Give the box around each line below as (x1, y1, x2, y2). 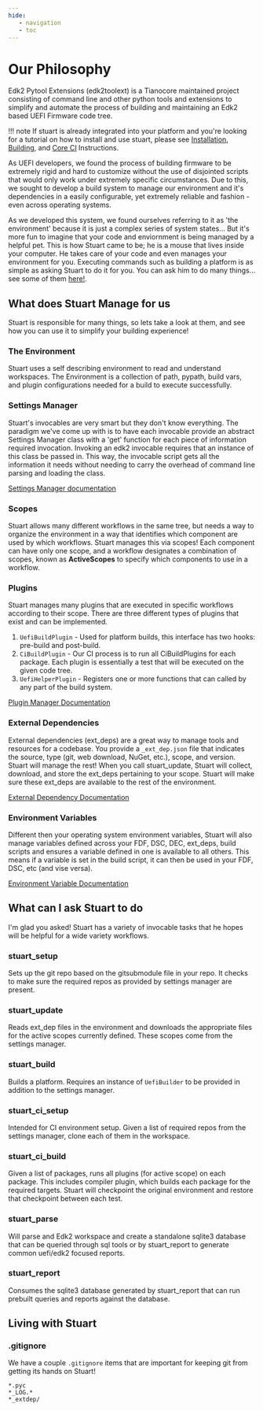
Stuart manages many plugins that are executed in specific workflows (8, 600, 234, 610)
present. (8, 985, 35, 994)
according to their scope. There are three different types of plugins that (8, 609, 239, 618)
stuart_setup (8, 950, 58, 961)
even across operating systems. (8, 200, 111, 209)
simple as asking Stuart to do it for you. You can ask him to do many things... (8, 265, 256, 276)
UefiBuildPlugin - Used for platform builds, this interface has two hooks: (19, 632, 256, 642)
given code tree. (19, 666, 73, 676)
